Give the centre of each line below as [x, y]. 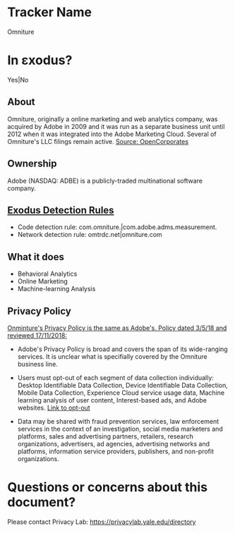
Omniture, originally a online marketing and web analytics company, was [113, 119]
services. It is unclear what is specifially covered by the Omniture [112, 356]
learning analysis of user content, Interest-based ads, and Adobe [112, 400]
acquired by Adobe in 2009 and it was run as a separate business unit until [116, 126]
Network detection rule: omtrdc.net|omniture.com [90, 235]
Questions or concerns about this [108, 488]
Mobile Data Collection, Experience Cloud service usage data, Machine [121, 393]
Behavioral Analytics [47, 274]
